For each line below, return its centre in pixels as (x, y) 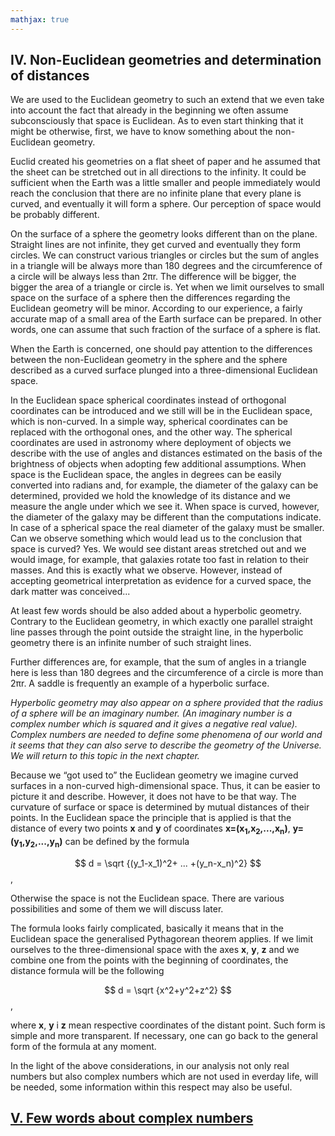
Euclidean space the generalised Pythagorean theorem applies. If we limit (162, 939)
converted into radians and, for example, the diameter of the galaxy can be (164, 485)
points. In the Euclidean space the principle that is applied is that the (151, 818)
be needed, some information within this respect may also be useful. (151, 1087)
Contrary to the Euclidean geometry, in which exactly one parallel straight (161, 622)
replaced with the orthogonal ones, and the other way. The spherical (151, 432)
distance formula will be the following (87, 971)
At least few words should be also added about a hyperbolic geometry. (156, 611)
